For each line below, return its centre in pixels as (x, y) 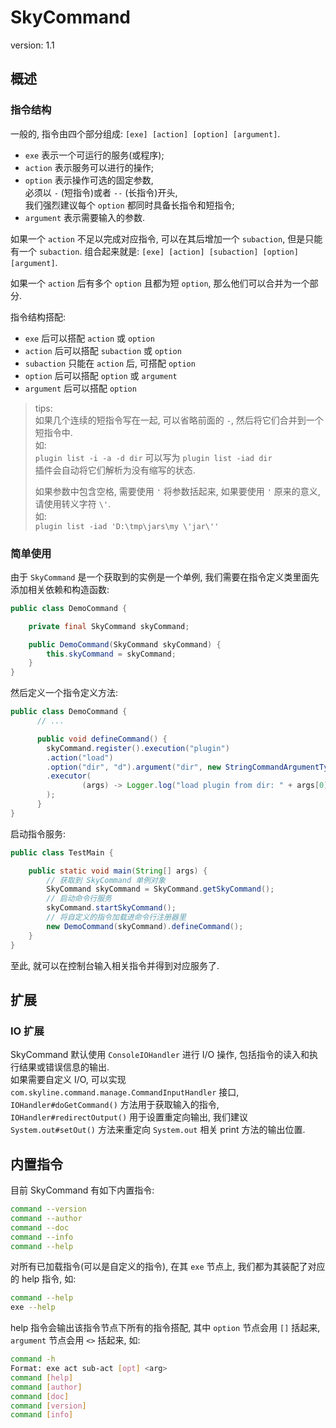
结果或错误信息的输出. (64, 1067)
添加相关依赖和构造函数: (60, 589)
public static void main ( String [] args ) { (118, 871)
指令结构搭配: (38, 317)
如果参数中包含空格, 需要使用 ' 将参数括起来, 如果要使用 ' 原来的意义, (177, 491)
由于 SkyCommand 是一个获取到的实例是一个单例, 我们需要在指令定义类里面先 (165, 577)
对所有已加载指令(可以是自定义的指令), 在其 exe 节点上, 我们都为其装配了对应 (168, 1267)
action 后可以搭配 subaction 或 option (103, 350)
